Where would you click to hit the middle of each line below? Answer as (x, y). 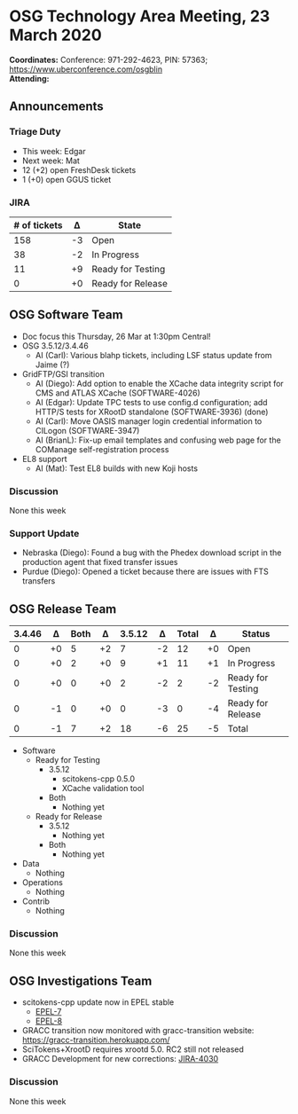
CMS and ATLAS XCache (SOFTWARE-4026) (118, 393)
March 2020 (55, 35)
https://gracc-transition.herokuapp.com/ (96, 1040)
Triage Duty (35, 132)
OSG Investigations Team (81, 981)
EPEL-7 (48, 1012)
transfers (39, 581)
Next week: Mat (51, 161)
